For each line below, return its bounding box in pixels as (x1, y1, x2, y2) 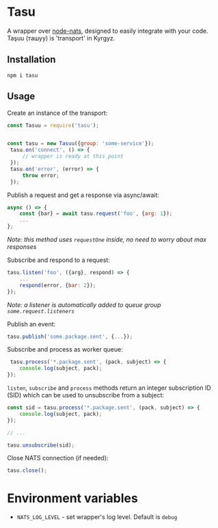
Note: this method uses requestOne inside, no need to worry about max (7, 235, 207, 243)
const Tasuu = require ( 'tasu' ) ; (7, 122, 99, 129)
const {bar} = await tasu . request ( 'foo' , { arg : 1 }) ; (19, 210, 173, 217)
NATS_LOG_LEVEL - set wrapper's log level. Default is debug (16, 513, 178, 521)
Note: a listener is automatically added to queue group (7, 300, 161, 308)
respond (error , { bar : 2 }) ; (19, 282, 96, 289)
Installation (7, 54, 56, 66)
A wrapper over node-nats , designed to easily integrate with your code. (7, 27, 208, 35)
